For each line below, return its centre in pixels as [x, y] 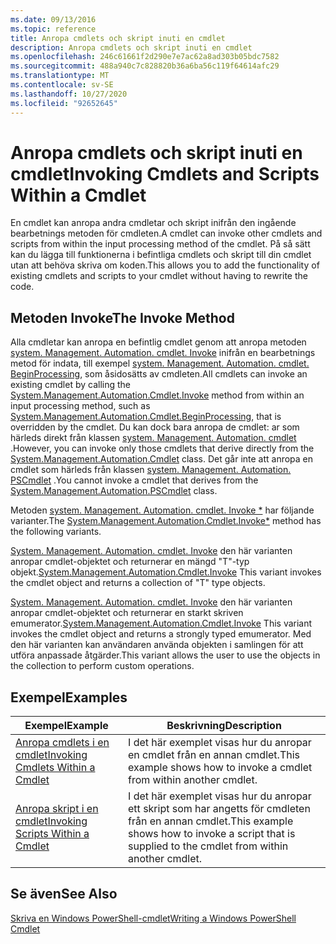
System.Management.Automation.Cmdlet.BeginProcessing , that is [146, 417]
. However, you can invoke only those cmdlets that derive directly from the [162, 448]
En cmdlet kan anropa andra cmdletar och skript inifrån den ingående [153, 223]
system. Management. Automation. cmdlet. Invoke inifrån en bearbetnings [163, 353]
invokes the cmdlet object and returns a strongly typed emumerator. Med [161, 634]
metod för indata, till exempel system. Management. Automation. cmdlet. [160, 363]
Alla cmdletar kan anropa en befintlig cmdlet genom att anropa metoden [158, 342]
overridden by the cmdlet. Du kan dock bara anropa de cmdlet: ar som [155, 427]
